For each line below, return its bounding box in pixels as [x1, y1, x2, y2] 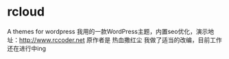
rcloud [7, 4, 45, 20]
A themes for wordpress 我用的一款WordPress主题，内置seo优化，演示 [7, 27, 208, 35]
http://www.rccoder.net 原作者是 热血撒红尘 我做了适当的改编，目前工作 [19, 35, 222, 44]
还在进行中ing [7, 44, 47, 52]
